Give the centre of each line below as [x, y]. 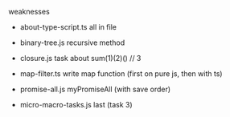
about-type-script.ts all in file [68, 27]
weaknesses [29, 12]
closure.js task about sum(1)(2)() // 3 [80, 58]
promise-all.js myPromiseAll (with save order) [95, 89]
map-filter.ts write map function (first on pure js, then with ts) [121, 74]
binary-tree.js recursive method [72, 42]
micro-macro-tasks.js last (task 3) [76, 105]
